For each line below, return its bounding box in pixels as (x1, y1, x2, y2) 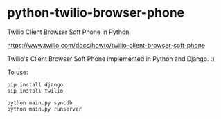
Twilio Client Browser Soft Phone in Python (7, 28, 130, 36)
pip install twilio (7, 87, 64, 94)
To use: (7, 68, 29, 76)
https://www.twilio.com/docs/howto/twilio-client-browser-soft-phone (7, 41, 206, 49)
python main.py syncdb (7, 99, 73, 107)
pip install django (7, 81, 64, 88)
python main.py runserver (7, 105, 82, 112)
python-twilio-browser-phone (7, 5, 185, 21)
